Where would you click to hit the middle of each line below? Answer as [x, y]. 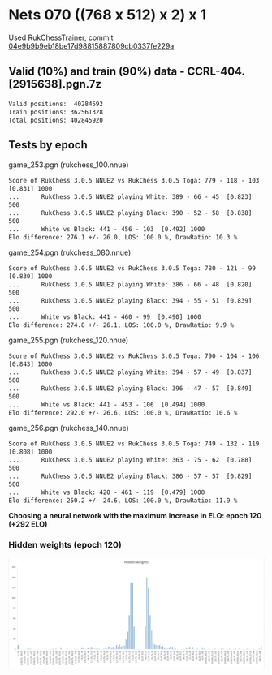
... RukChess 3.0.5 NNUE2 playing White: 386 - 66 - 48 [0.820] [130, 284]
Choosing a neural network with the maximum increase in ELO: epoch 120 [135, 515]
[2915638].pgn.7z [55, 84]
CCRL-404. [216, 72]
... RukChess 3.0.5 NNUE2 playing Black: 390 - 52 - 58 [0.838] [130, 213]
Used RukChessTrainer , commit [61, 37]
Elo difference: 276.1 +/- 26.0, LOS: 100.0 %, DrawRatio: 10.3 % [123, 237]
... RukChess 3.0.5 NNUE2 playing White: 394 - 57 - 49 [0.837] [130, 372]
